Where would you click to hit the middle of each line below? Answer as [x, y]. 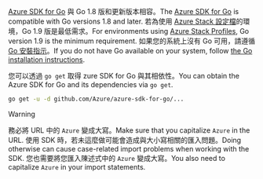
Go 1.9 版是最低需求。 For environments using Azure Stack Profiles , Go [135, 31]
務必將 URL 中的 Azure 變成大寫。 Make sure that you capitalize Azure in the [129, 130]
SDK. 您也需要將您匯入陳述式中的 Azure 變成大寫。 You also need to [117, 158]
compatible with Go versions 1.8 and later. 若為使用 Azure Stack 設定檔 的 [126, 21]
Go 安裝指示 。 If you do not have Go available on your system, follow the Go [130, 51]
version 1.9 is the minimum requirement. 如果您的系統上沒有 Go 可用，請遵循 [132, 41]
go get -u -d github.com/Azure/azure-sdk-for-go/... [96, 99]
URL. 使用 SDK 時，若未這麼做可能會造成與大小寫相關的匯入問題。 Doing [125, 140]
